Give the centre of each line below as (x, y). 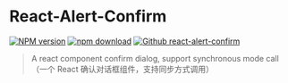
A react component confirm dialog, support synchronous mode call (155, 58)
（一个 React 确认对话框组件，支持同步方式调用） (123, 69)
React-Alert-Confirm (88, 17)
